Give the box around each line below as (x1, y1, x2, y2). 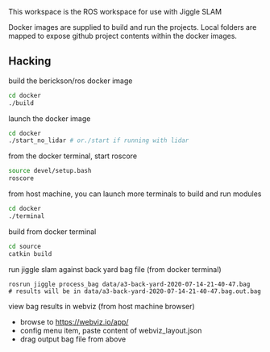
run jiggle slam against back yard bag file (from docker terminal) (8, 264, 222, 274)
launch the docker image (8, 113, 91, 124)
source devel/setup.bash (8, 167, 92, 175)
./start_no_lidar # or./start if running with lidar (8, 136, 189, 145)
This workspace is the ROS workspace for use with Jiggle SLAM (8, 7, 222, 16)
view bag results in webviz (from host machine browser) (8, 301, 195, 311)
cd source (8, 242, 42, 250)
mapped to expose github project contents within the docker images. (8, 31, 238, 40)
